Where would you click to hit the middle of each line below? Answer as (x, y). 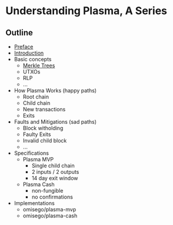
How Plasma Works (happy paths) (55, 90)
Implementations (34, 203)
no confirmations (52, 197)
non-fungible (47, 191)
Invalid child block (45, 140)
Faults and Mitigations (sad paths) (55, 122)
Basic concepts (33, 59)
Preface (24, 47)
